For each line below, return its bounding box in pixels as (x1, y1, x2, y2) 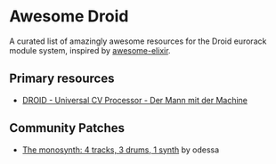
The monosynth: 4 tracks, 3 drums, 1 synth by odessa (21, 144, 220, 155)
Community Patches (9, 120, 126, 135)
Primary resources (9, 71, 115, 86)
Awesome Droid (9, 6, 129, 27)
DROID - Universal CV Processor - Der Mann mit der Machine (21, 94, 248, 105)
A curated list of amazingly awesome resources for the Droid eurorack (9, 36, 267, 46)
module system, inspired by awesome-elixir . (9, 45, 171, 55)
